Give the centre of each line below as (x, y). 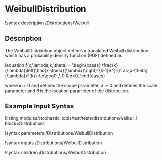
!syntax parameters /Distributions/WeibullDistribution (59, 133)
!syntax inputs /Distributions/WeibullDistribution (54, 143)
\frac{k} (110, 65)
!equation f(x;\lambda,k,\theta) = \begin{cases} (53, 65)
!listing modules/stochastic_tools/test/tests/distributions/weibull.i (71, 118)
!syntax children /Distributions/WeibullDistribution (56, 152)
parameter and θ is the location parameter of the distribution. (67, 91)
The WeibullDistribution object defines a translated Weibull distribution (77, 50)
